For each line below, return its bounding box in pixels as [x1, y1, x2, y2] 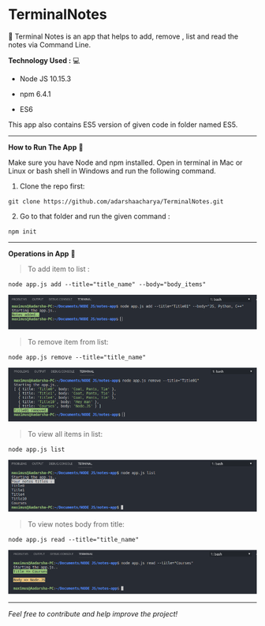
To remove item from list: [27, 337, 109, 347]
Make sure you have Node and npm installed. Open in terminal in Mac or [8, 158, 243, 167]
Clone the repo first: [19, 181, 85, 191]
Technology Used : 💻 [8, 55, 80, 65]
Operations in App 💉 [8, 248, 77, 258]
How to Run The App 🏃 [8, 142, 84, 151]
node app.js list [8, 445, 65, 454]
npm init [8, 227, 37, 236]
